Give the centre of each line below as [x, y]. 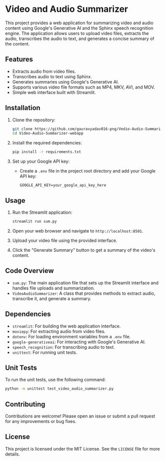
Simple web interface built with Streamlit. [54, 92]
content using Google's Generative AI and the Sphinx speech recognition [79, 28]
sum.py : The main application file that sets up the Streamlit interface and [85, 282]
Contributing [25, 404]
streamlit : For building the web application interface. [66, 326]
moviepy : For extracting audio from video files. [59, 331]
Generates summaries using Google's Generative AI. [66, 82]
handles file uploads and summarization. [54, 288]
